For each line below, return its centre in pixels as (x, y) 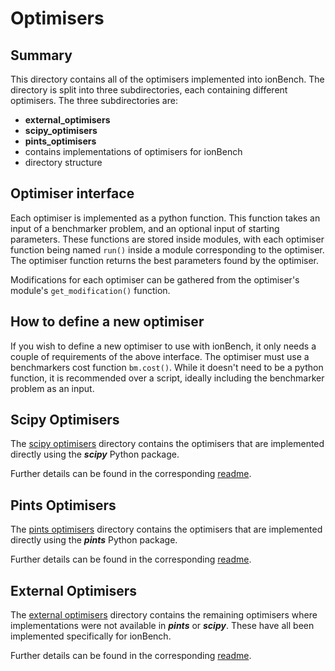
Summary (41, 55)
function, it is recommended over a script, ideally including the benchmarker (167, 378)
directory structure (63, 162)
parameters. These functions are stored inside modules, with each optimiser (167, 239)
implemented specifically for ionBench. (91, 636)
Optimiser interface (72, 193)
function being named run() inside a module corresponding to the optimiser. (167, 249)
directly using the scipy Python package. (95, 454)
